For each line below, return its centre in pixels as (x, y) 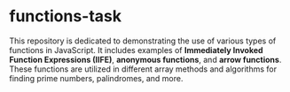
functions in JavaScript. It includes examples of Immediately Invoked (136, 50)
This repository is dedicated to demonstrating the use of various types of (143, 41)
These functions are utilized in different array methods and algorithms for (143, 69)
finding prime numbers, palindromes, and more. (96, 78)
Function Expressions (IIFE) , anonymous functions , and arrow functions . (145, 59)
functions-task (66, 16)
